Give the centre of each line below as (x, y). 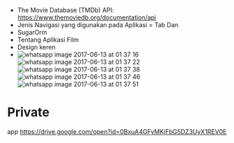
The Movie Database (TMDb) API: (65, 10)
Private (29, 113)
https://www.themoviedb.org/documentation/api (87, 17)
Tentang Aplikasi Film (48, 40)
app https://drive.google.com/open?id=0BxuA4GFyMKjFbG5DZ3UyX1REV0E (117, 131)
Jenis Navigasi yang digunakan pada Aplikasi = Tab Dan (98, 25)
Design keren (36, 47)
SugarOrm (32, 32)
